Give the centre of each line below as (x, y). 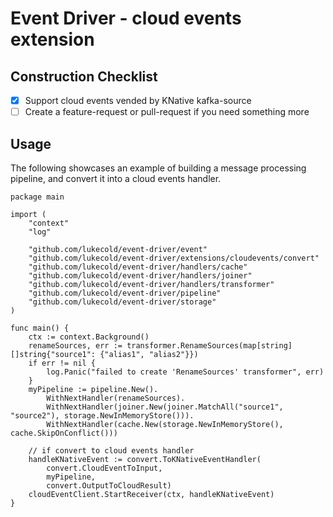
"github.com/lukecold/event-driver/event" (118, 249)
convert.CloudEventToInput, (104, 468)
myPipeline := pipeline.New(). (93, 389)
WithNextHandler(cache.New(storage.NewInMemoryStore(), (165, 424)
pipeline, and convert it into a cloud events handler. (116, 178)
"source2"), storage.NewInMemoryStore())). (102, 415)
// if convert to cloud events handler (111, 450)
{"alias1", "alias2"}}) (149, 354)
